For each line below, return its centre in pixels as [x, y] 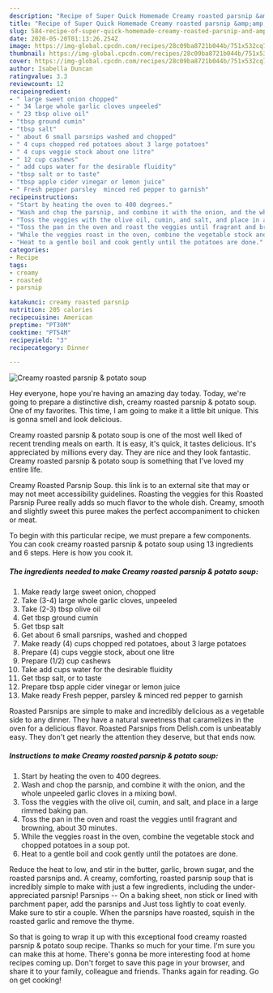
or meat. [23, 520]
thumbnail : [28, 54]
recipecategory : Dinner [49, 348]
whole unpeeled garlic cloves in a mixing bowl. [99, 793]
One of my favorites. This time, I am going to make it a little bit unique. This [134, 411]
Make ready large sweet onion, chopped [88, 592]
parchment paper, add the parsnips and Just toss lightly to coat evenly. [128, 904]
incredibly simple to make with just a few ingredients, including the [120, 887]
